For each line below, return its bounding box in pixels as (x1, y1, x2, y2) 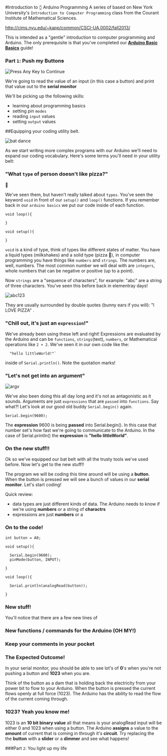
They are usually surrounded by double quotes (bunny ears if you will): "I (5, 302, 155, 308)
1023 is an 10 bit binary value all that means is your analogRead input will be (5, 720, 162, 726)
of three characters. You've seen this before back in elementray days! (5, 283, 148, 288)
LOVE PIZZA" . (5, 307, 35, 313)
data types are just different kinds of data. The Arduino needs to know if (12, 501, 160, 507)
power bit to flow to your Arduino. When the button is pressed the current (5, 685, 156, 691)
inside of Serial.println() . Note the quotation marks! (5, 360, 116, 366)
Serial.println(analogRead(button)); (9, 583, 88, 588)
